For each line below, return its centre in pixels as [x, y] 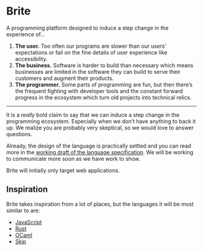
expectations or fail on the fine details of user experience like [91, 52]
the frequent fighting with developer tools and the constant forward [99, 91]
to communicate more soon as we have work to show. [73, 158]
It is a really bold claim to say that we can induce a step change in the [93, 115]
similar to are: [23, 210]
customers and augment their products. [64, 78]
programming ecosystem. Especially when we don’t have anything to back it [101, 121]
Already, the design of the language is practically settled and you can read [99, 146]
